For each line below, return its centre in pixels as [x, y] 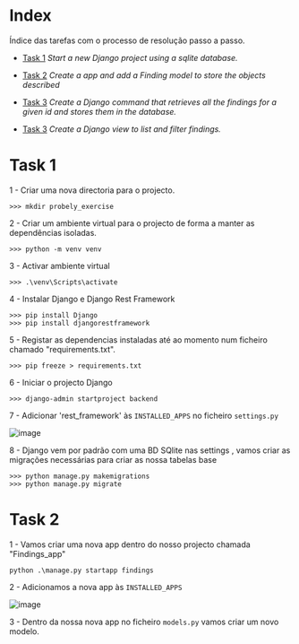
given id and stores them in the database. [99, 111]
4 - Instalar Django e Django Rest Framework [92, 299]
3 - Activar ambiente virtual [60, 265]
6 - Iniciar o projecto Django [61, 382]
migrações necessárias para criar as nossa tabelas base [113, 459]
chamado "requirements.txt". [63, 349]
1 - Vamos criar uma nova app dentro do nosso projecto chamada [130, 544]
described [41, 84]
